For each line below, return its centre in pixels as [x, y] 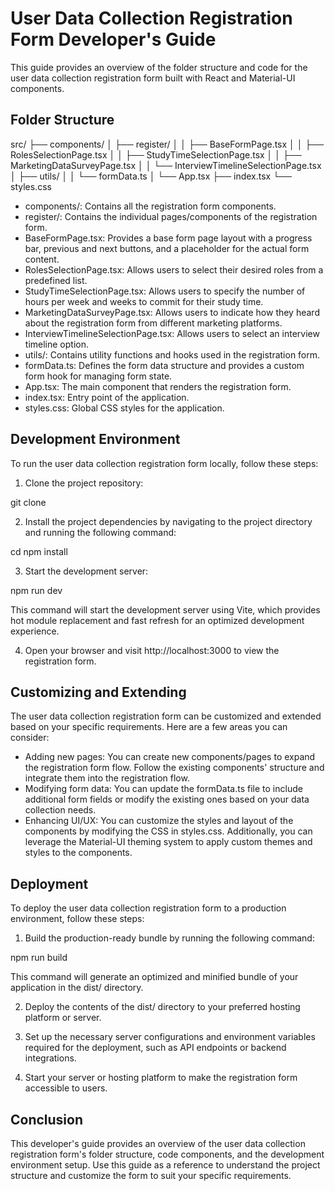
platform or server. [63, 1018]
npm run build [39, 958]
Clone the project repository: [84, 483]
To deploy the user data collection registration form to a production [148, 908]
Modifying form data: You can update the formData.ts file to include [163, 789]
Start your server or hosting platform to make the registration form [161, 1078]
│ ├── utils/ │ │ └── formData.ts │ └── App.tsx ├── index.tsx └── [151, 176]
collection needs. [60, 810]
